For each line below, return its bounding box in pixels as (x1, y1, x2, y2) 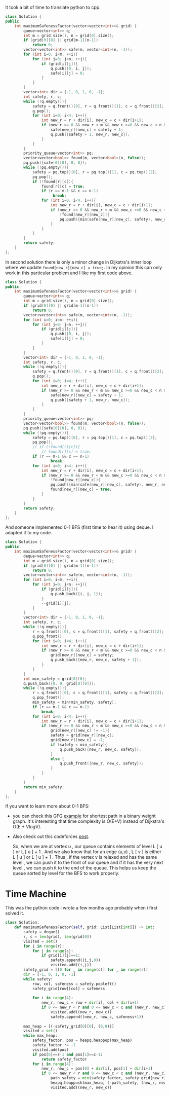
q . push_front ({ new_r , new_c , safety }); (59, 761, 144, 766)
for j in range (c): (32, 948, 73, 954)
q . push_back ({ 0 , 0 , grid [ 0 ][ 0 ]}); (23, 681, 96, 686)
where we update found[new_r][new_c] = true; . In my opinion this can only (5, 264, 162, 270)
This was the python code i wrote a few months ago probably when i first (5, 905, 158, 911)
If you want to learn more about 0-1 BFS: (5, 803, 90, 809)
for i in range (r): (23, 943, 65, 948)
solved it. (5, 910, 24, 917)
